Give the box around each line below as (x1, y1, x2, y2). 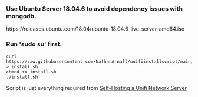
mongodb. (6, 12, 37, 20)
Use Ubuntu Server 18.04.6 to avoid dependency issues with (6, 5, 183, 13)
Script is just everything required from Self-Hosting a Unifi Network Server (6, 84, 187, 91)
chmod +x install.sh (6, 69, 57, 75)
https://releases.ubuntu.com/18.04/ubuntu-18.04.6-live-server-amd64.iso (6, 25, 185, 32)
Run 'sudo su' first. (6, 40, 62, 48)
